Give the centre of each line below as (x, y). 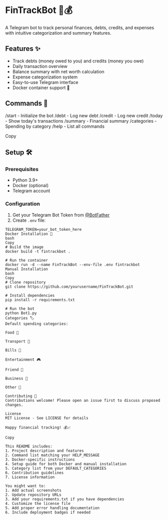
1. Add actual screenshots (33, 490)
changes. (14, 405)
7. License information (30, 477)
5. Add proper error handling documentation (52, 508)
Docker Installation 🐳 (29, 234)
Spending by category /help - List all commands (55, 126)
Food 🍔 (12, 332)
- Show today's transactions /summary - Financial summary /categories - (81, 121)
